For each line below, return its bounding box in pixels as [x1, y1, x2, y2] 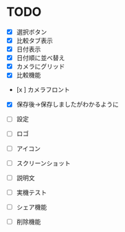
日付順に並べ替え [16, 54, 65, 62]
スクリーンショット [16, 159, 71, 167]
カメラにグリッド [16, 63, 65, 71]
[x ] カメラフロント [16, 85, 70, 94]
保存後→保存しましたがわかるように [16, 101, 120, 109]
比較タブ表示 [16, 36, 53, 45]
